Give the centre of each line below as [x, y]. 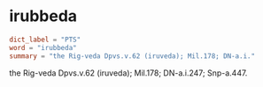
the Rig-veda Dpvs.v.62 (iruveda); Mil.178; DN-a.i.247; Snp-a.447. [128, 73]
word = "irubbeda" [43, 47]
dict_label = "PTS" [45, 40]
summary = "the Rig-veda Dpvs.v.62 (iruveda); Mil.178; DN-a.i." [132, 56]
